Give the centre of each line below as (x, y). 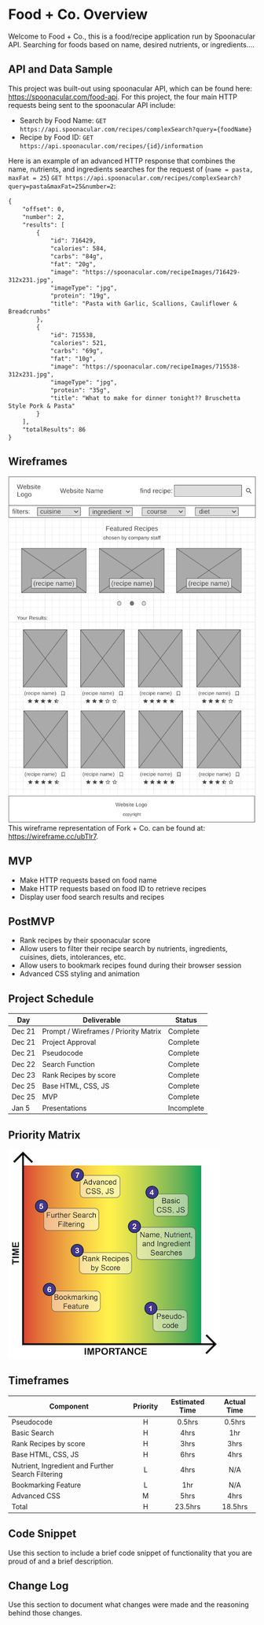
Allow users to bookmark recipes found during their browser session (130, 965)
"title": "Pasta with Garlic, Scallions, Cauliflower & (143, 304)
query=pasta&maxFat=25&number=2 (61, 187)
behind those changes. (45, 1613)
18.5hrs (235, 1507)
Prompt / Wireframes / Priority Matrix (102, 1031)
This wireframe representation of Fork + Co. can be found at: (107, 827)
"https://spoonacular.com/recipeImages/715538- (161, 366)
